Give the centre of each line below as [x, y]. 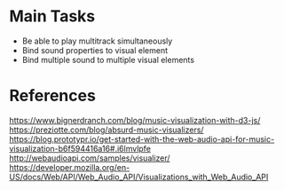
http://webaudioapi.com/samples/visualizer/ [90, 158]
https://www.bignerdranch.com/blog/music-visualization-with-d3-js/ [135, 120]
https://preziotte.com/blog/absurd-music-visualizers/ [106, 130]
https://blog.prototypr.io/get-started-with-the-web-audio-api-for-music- [142, 139]
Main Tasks [52, 16]
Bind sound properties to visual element [95, 50]
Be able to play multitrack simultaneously [97, 41]
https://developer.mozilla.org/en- [70, 167]
